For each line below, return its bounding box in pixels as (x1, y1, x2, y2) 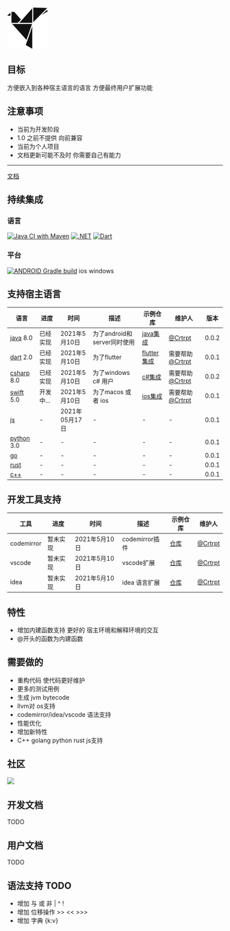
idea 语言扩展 (122, 578, 160, 586)
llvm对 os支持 (16, 702, 56, 710)
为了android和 (92, 330, 133, 338)
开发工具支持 (7, 494, 62, 505)
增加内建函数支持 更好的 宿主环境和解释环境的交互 (16, 626, 159, 634)
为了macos (92, 387, 124, 395)
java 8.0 (10, 334, 33, 342)
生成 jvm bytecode (16, 693, 70, 701)
